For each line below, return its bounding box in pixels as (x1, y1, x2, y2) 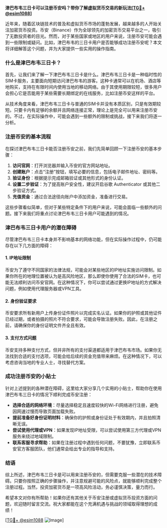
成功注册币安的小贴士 (5, 373, 56, 380)
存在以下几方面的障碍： (5, 242, 53, 248)
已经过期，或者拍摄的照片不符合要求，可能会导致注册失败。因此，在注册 (5, 316, 153, 322)
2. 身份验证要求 (5, 298, 37, 304)
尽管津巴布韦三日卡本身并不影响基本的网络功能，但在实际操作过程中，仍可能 (5, 236, 162, 242)
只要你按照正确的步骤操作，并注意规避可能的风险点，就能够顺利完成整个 (13, 478, 162, 484)
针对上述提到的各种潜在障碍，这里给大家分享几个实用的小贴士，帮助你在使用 (5, 385, 162, 391)
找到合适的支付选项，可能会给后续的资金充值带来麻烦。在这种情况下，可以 (9, 353, 162, 359)
